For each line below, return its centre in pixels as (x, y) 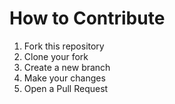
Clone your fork (56, 56)
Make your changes (64, 78)
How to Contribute (87, 18)
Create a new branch (67, 67)
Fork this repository (64, 46)
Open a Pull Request (66, 88)
